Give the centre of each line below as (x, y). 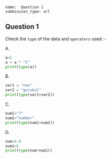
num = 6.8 (13, 141)
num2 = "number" (20, 118)
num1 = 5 (12, 146)
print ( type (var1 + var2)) (30, 95)
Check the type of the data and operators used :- (56, 39)
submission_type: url (28, 11)
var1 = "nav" (19, 85)
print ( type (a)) (21, 67)
